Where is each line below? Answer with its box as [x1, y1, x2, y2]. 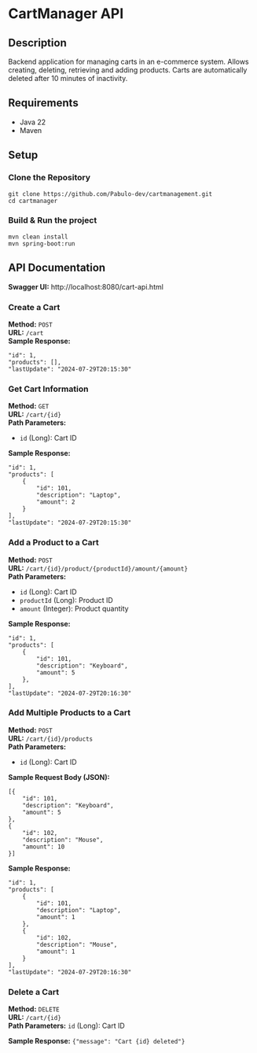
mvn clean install [8, 233, 68, 241]
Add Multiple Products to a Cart [8, 708, 131, 719]
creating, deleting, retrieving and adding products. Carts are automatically [8, 65, 248, 75]
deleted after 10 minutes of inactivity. [8, 74, 128, 83]
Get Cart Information [8, 383, 89, 394]
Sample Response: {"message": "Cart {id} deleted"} [8, 1036, 185, 1046]
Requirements [8, 96, 79, 110]
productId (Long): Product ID [19, 595, 114, 604]
